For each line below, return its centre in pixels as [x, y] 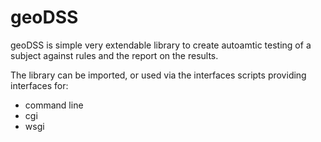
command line [54, 105]
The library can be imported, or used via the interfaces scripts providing [158, 75]
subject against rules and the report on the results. [114, 55]
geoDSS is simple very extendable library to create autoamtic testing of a [161, 45]
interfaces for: [39, 85]
